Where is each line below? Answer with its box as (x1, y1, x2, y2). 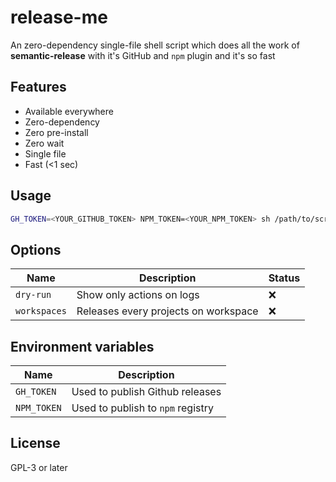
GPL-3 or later (10, 461, 68, 473)
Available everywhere (24, 105, 114, 117)
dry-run (15, 289, 52, 301)
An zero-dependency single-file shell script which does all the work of (10, 39, 300, 51)
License (10, 435, 61, 452)
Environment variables (10, 338, 155, 355)
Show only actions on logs (76, 288, 200, 302)
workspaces (15, 306, 67, 317)
